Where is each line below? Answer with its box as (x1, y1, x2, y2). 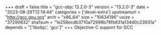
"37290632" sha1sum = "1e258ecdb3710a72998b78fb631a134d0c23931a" (5, 19, 157, 25)
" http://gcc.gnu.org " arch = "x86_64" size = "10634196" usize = (5, 14, 134, 20)
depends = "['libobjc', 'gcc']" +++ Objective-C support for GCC (5, 24, 134, 30)
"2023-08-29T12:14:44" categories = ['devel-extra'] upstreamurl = (5, 9, 141, 15)
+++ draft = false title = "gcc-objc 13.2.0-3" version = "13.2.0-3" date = (5, 4, 150, 10)
